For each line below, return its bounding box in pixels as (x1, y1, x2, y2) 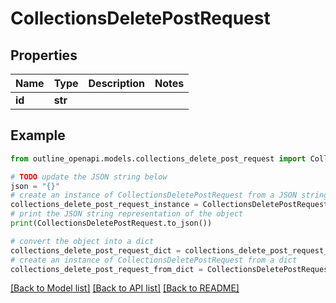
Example (10, 127, 66, 144)
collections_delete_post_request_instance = (10, 200, 199, 210)
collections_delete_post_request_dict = (10, 245, 182, 256)
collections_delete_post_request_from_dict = (10, 264, 203, 274)
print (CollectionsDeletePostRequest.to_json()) (10, 218, 213, 229)
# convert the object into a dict (10, 236, 155, 246)
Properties (10, 47, 78, 64)
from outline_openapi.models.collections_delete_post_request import (10, 153, 307, 164)
